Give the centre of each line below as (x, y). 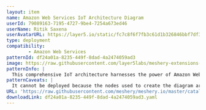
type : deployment (29, 40)
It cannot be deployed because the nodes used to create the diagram (102, 86)
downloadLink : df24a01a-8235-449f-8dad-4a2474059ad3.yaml (82, 97)
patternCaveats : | (30, 80)
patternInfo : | (26, 69)
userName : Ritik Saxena (37, 29)
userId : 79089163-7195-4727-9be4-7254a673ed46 (67, 23)
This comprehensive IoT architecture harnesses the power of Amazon (101, 75)
